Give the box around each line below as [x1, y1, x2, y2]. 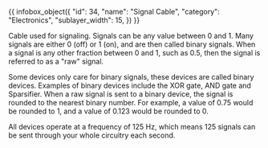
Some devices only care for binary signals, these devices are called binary [8, 72, 254, 81]
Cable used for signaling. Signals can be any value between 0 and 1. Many [8, 31, 254, 40]
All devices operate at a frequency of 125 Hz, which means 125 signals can [8, 122, 256, 131]
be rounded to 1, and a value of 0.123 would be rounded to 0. [8, 106, 209, 116]
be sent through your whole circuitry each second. [8, 130, 176, 140]
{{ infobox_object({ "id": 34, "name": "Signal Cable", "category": [8, 7, 221, 16]
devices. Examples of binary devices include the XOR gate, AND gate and [8, 80, 251, 90]
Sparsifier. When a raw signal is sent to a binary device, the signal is [8, 89, 233, 99]
